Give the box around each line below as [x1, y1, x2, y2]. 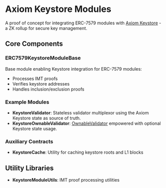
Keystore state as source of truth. [12, 115, 81, 121]
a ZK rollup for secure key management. [5, 25, 87, 31]
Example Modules [5, 98, 50, 105]
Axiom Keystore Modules [5, 3, 112, 15]
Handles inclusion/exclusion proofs [12, 86, 84, 92]
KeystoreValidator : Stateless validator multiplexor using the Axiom [12, 109, 149, 115]
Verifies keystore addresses [12, 81, 70, 87]
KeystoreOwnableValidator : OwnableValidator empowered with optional [12, 120, 161, 126]
